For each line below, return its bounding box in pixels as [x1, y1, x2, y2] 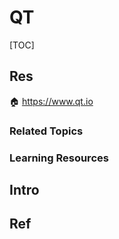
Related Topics [9, 124, 84, 138]
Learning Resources [9, 151, 109, 165]
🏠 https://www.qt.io [9, 95, 94, 107]
